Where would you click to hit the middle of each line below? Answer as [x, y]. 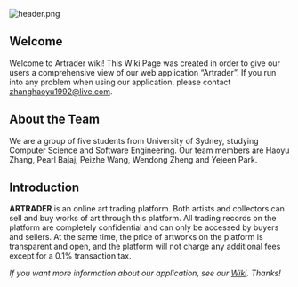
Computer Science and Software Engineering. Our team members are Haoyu [149, 150]
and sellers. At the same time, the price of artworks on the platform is [137, 237]
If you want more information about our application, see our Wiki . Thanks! [145, 273]
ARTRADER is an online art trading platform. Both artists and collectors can [147, 209]
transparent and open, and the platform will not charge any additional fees [145, 247]
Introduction [44, 188]
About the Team [55, 120]
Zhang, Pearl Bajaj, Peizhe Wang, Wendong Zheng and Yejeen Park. [133, 159]
